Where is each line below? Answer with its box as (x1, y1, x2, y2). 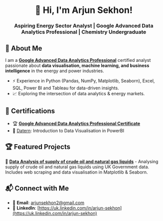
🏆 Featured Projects (5, 143, 71, 151)
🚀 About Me (5, 44, 42, 52)
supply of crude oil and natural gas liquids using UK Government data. (5, 164, 150, 170)
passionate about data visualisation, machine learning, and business (5, 62, 150, 68)
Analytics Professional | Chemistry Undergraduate (21, 28, 147, 35)
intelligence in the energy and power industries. (5, 67, 105, 74)
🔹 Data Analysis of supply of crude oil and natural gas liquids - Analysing (5, 158, 159, 164)
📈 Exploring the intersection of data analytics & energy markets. (12, 90, 145, 96)
